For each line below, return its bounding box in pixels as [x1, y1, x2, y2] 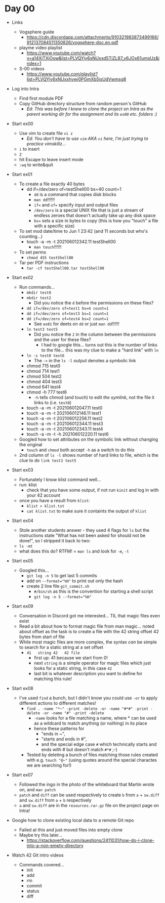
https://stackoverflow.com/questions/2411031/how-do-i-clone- [26, 837, 155, 843]
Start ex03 [11, 467, 34, 473]
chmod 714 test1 [26, 368, 60, 374]
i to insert [19, 146, 40, 152]
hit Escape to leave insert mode [19, 156, 83, 162]
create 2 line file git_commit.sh [26, 583, 89, 589]
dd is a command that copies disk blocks [34, 191, 117, 197]
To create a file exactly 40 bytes [19, 181, 85, 187]
